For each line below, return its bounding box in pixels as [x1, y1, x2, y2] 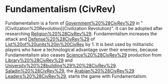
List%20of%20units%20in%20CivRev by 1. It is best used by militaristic [5, 41, 154, 47]
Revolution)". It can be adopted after [88, 25, 163, 31]
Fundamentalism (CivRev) [5, 3, 116, 15]
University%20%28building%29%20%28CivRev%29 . [5, 62, 117, 68]
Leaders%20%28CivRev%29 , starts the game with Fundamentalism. [5, 73, 147, 79]
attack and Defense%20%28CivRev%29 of [5, 36, 95, 42]
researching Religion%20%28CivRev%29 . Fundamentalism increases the [5, 30, 157, 36]
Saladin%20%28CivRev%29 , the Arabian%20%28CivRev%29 [5, 67, 135, 73]
